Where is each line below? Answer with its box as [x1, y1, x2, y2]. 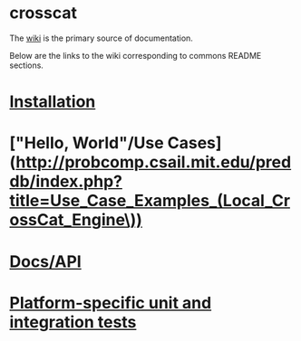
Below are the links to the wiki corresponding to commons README [9, 50, 262, 61]
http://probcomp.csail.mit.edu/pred [15, 152, 292, 173]
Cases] [167, 133, 222, 154]
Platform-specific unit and [9, 292, 212, 313]
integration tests [9, 311, 137, 332]
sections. [9, 60, 44, 71]
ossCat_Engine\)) [9, 210, 143, 231]
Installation [9, 91, 96, 112]
